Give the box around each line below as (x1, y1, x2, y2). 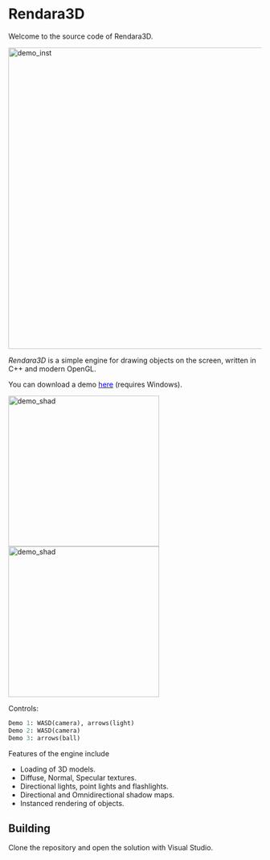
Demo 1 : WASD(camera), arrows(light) (8, 719, 135, 727)
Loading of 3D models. (19, 764, 96, 774)
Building (8, 821, 51, 835)
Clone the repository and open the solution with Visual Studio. (8, 843, 214, 853)
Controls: (8, 703, 39, 713)
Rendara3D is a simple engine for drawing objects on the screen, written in (8, 355, 256, 365)
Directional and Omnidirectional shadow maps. (19, 789, 175, 800)
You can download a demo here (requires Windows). (8, 379, 182, 389)
